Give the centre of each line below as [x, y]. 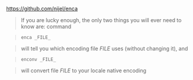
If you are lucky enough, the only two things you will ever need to [101, 20]
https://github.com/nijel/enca [42, 9]
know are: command [46, 27]
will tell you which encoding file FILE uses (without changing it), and [104, 48]
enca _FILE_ [36, 38]
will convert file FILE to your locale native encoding [83, 70]
